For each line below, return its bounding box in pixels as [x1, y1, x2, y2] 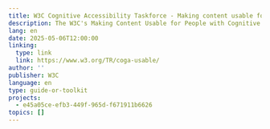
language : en [8, 79, 52, 87]
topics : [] [8, 109, 45, 117]
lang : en [8, 26, 38, 34]
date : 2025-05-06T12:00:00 [8, 34, 99, 42]
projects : [8, 94, 42, 102]
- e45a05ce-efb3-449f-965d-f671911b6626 [15, 101, 153, 109]
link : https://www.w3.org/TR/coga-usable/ [15, 57, 160, 65]
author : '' [8, 64, 45, 72]
